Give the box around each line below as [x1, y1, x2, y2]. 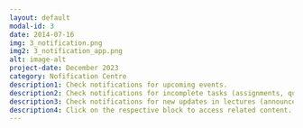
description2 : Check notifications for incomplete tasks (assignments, [9, 88, 284, 97]
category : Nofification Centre [9, 72, 127, 81]
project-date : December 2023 [9, 64, 119, 73]
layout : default [9, 13, 70, 23]
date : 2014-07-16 [9, 30, 75, 39]
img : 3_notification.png [9, 38, 103, 48]
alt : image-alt [9, 55, 67, 64]
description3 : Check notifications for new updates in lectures [9, 96, 256, 106]
